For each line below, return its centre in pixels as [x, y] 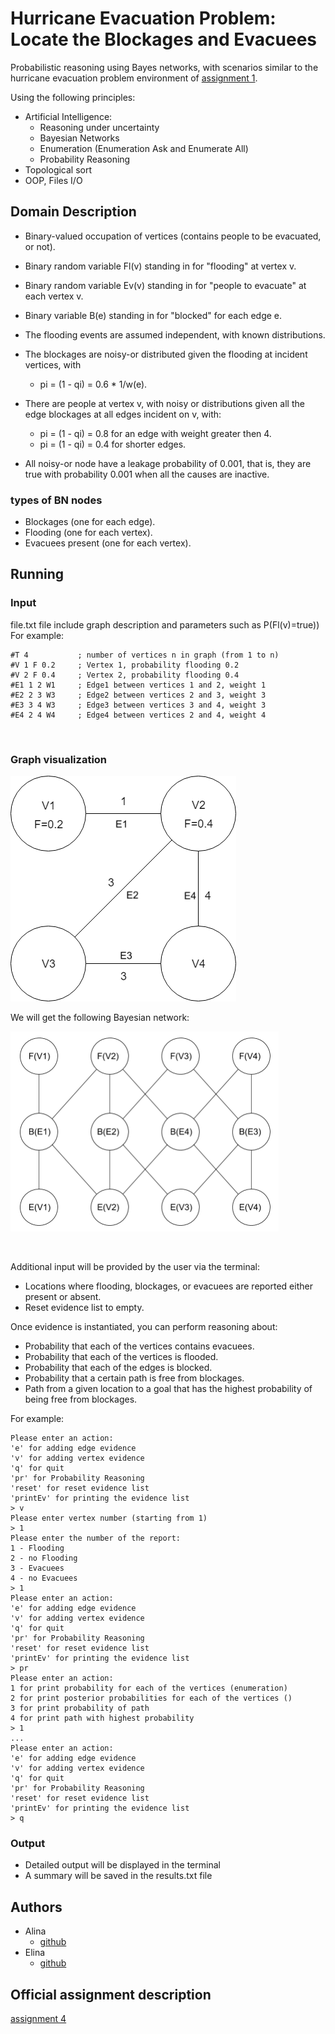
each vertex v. [54, 296]
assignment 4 [38, 2018]
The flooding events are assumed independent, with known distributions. [175, 334]
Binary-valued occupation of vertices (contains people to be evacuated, [173, 236]
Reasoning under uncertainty [99, 127]
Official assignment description [111, 1994]
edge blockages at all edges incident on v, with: [123, 414]
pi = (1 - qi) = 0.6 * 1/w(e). [93, 384]
